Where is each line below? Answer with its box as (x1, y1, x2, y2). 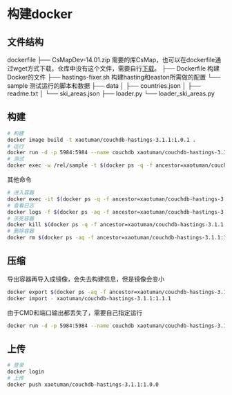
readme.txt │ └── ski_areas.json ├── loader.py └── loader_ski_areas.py (7, 89, 215, 98)
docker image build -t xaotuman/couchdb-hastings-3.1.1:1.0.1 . (7, 136, 196, 143)
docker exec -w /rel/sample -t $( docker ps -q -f (7, 162, 153, 169)
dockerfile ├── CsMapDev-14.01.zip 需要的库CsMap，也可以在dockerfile (7, 56, 215, 64)
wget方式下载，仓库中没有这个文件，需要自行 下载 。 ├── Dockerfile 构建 (12, 64, 220, 73)
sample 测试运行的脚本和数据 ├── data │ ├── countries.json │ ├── (7, 82, 202, 90)
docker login (7, 368, 45, 376)
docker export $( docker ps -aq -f (7, 288, 107, 295)
